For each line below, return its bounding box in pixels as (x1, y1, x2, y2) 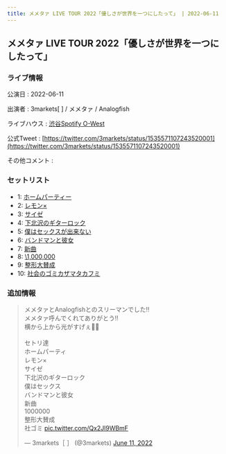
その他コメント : (7, 157, 53, 165)
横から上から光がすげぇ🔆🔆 (24, 322, 100, 331)
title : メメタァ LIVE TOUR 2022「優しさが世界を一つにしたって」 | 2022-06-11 (7, 10, 219, 17)
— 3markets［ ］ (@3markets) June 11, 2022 (24, 438, 153, 447)
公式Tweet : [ (7, 134, 45, 143)
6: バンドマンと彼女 (17, 236, 74, 244)
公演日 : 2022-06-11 (7, 90, 64, 98)
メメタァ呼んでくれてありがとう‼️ (24, 313, 119, 322)
